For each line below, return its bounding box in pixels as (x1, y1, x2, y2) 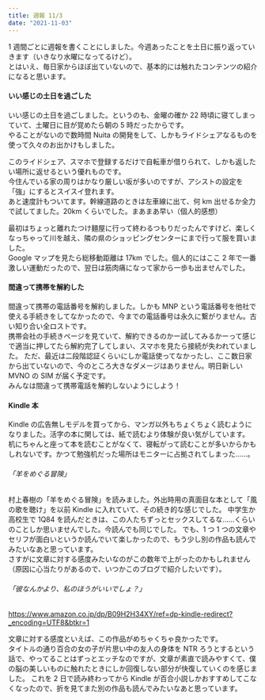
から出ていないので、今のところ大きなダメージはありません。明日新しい (8, 361, 244, 370)
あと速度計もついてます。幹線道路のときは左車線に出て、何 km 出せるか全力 (8, 196, 256, 206)
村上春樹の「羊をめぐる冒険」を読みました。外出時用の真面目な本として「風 (8, 495, 258, 504)
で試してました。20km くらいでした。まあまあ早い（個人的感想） (8, 206, 222, 216)
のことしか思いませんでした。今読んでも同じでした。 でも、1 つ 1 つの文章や (8, 525, 256, 534)
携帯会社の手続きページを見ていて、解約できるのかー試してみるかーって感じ (8, 331, 257, 341)
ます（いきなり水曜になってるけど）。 (14, 52, 137, 61)
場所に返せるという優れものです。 (14, 166, 126, 176)
